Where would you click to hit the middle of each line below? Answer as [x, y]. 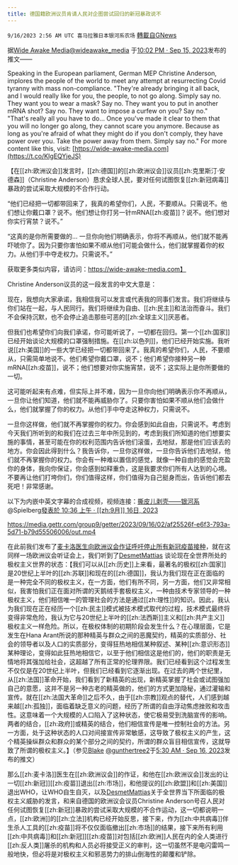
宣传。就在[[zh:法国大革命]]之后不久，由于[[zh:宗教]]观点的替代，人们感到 [115, 697]
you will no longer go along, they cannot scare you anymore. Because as [113, 125]
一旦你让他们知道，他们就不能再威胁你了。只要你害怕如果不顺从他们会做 [113, 400]
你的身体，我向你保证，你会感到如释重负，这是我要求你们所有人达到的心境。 [119, 468]
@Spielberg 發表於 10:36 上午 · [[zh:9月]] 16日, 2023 [83, 510]
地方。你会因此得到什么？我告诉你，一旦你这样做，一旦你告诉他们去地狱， [116, 450]
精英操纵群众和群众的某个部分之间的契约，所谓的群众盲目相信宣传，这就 [119, 741]
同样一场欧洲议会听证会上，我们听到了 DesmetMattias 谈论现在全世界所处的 [117, 555]
